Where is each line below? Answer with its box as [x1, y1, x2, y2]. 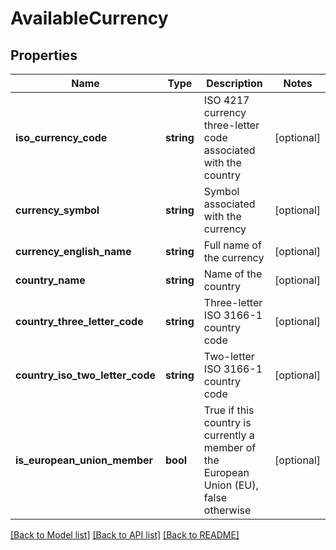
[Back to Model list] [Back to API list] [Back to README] [10, 529, 240, 541]
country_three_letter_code [15, 315, 144, 328]
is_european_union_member [15, 453, 154, 467]
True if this [203, 403, 255, 417]
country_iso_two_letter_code [15, 368, 157, 382]
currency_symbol [15, 203, 100, 217]
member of [203, 441, 257, 454]
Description [206, 77, 263, 90]
